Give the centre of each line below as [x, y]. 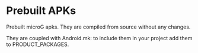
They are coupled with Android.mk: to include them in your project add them [99, 38]
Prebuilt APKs [41, 11]
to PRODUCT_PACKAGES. [38, 44]
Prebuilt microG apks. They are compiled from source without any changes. [98, 27]
